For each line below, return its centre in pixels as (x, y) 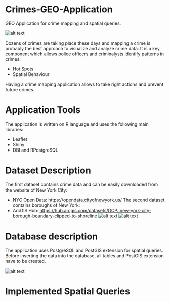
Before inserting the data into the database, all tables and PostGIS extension (84, 256)
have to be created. (26, 261)
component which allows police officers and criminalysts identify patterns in (85, 54)
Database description (51, 236)
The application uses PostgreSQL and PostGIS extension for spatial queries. (84, 250)
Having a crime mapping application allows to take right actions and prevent (84, 84)
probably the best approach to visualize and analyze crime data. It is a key (83, 48)
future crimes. (20, 89)
